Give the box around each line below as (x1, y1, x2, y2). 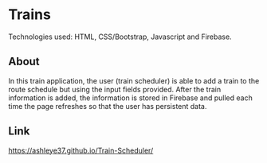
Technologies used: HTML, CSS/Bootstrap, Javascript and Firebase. (8, 32, 233, 41)
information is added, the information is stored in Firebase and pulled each (8, 93, 253, 103)
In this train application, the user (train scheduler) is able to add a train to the (8, 76, 260, 85)
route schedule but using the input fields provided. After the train (8, 84, 222, 94)
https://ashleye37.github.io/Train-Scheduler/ (8, 146, 154, 155)
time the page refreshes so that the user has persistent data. (8, 101, 207, 111)
